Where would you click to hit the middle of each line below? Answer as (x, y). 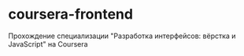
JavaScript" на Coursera (48, 44)
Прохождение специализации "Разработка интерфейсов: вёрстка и (122, 36)
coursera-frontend (71, 14)
